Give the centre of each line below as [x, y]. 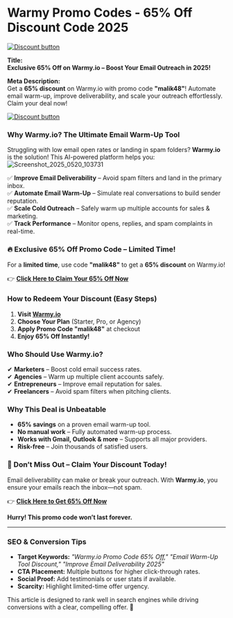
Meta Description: [34, 81]
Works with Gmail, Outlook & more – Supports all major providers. [112, 440]
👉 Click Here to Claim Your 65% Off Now [68, 278]
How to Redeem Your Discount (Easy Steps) [82, 299]
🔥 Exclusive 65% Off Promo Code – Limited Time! [92, 249]
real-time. [21, 231]
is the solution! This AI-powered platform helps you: [81, 157]
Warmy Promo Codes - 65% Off [100, 13]
